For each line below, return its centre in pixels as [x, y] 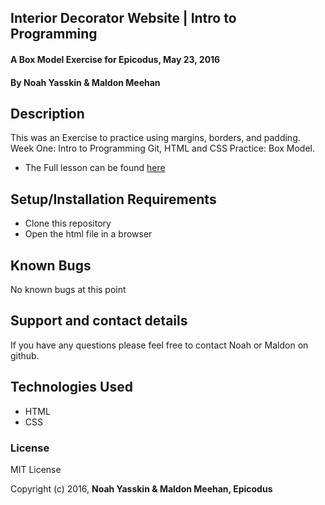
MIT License [36, 469]
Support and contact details [99, 321]
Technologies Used [71, 387]
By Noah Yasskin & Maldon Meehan [85, 82]
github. [25, 355]
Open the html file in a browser [88, 234]
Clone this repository [68, 223]
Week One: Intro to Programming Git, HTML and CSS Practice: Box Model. [162, 148]
